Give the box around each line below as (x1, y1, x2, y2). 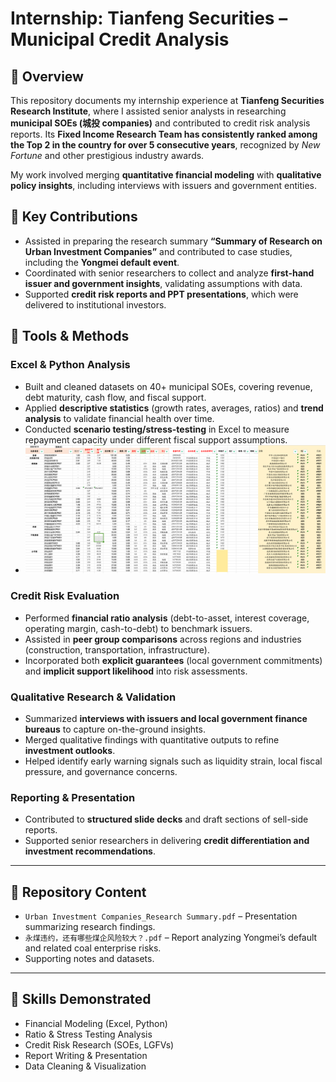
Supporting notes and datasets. (24, 953, 155, 965)
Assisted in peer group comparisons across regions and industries (24, 633, 302, 645)
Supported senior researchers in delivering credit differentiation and (24, 835, 310, 847)
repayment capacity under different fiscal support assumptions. (24, 433, 288, 446)
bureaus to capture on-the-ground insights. (24, 723, 206, 735)
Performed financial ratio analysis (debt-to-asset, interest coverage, (24, 612, 310, 624)
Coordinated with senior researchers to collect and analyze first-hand (24, 267, 315, 279)
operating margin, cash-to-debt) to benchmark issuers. (24, 622, 253, 634)
